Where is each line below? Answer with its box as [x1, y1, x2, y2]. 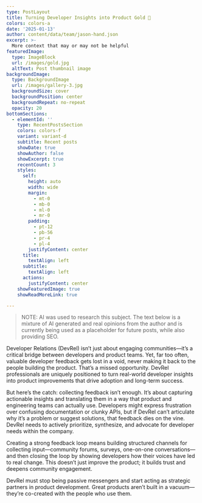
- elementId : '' [12, 116, 53, 122]
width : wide [28, 184, 59, 190]
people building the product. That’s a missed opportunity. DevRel [6, 364, 169, 372]
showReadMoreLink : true [17, 291, 78, 298]
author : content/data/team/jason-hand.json [6, 32, 119, 38]
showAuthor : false [17, 150, 64, 156]
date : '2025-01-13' [6, 26, 56, 32]
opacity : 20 [12, 105, 43, 111]
